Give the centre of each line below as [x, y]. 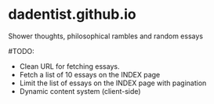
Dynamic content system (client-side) [80, 91]
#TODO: [22, 51]
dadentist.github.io [73, 14]
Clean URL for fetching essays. [69, 66]
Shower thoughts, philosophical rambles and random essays [106, 36]
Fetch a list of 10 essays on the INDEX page [90, 74]
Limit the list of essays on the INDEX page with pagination [113, 83]
